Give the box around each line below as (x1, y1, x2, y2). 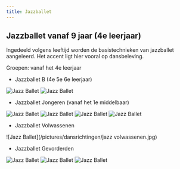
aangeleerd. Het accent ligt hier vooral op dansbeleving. (6, 53, 144, 60)
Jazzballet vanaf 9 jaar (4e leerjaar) (6, 31, 141, 41)
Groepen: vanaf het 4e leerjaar (6, 64, 82, 71)
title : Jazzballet (6, 8, 52, 15)
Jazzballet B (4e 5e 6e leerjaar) (14, 76, 92, 83)
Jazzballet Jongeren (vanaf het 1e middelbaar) (14, 99, 129, 106)
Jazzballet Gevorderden (14, 145, 75, 152)
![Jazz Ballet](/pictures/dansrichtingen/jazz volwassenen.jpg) (6, 133, 157, 140)
